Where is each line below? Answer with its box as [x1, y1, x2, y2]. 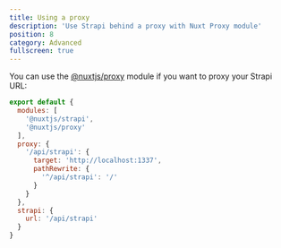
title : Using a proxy [9, 13, 90, 22]
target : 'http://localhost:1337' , [32, 156, 163, 166]
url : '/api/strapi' [25, 214, 98, 224]
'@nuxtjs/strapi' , [25, 114, 94, 124]
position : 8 [9, 30, 54, 38]
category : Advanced [9, 38, 82, 47]
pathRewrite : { [32, 165, 90, 174]
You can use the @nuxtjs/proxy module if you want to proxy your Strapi [9, 71, 273, 81]
